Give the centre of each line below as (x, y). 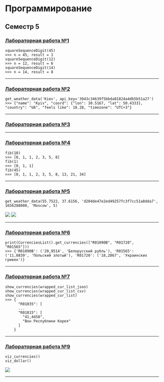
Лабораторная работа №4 (38, 143)
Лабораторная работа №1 (37, 41)
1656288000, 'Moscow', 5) (31, 206)
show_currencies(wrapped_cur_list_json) (47, 287)
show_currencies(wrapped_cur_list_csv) (46, 291)
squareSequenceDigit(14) (30, 67)
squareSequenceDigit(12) (30, 59)
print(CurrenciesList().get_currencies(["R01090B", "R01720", (70, 243)
